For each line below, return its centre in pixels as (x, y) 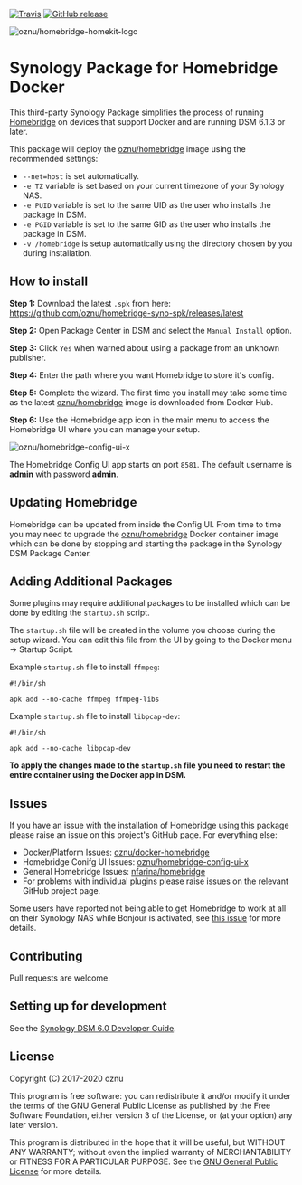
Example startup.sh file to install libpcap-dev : (95, 716)
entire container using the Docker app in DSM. (98, 775)
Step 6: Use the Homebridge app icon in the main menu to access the (139, 420)
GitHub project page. (61, 891)
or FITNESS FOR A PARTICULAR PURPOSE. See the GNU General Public (144, 1161)
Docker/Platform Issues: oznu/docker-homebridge (116, 853)
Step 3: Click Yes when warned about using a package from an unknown (145, 347)
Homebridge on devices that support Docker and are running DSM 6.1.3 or (147, 121)
